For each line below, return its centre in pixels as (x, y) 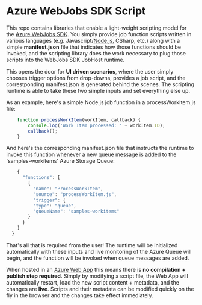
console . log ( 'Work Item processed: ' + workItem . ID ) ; (96, 125)
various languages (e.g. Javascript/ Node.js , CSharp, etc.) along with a (93, 40)
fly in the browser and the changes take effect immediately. (80, 295)
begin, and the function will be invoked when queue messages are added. (98, 258)
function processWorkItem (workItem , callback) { (79, 120)
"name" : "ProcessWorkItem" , (68, 189)
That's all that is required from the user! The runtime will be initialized (92, 245)
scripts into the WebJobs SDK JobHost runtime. (66, 60)
